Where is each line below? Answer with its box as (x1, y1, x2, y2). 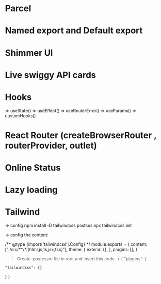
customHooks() (5, 112, 36, 119)
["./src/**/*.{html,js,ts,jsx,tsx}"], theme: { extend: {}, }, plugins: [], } (5, 247, 138, 252)
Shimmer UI (5, 47, 53, 58)
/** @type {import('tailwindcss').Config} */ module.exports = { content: (5, 241, 147, 247)
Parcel (5, 3, 32, 14)
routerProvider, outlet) (5, 140, 97, 151)
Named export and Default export (5, 25, 143, 36)
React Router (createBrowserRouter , (5, 129, 157, 141)
